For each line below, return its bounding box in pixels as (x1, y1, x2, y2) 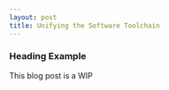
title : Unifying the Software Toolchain (9, 21, 161, 30)
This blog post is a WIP (9, 70, 93, 80)
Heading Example (9, 50, 87, 63)
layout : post (9, 12, 58, 22)
